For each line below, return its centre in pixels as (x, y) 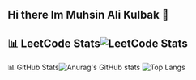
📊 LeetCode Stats (54, 43)
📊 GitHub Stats (33, 67)
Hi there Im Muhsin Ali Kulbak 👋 (88, 15)
